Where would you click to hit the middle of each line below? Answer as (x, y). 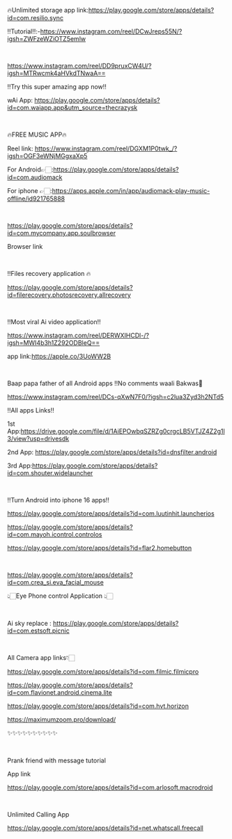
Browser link (25, 246)
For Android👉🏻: (30, 169)
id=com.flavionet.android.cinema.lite (60, 692)
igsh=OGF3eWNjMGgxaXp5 (47, 156)
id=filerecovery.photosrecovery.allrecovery (69, 295)
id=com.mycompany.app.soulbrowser (62, 233)
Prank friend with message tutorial (57, 760)
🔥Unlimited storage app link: (48, 10)
